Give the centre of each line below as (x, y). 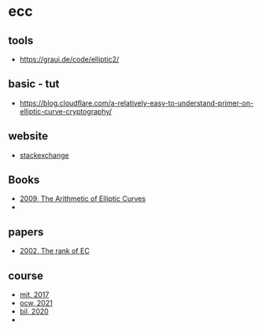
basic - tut (34, 84)
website (28, 136)
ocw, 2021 (36, 303)
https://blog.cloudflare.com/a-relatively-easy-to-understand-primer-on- (137, 103)
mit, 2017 (34, 295)
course (26, 275)
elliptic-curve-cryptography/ (66, 111)
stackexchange (44, 155)
